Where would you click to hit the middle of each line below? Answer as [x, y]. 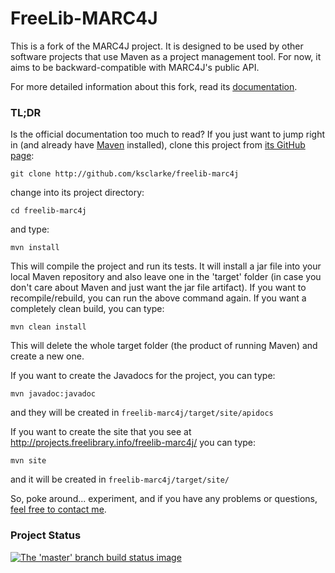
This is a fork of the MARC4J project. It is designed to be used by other [157, 46]
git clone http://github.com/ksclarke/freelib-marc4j [125, 174]
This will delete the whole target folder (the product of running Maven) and [164, 346]
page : [22, 156]
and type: [30, 229]
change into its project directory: [77, 193]
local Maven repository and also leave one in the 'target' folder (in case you [166, 277]
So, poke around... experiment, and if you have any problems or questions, [164, 499]
